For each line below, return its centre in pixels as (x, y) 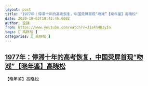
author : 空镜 (17, 23)
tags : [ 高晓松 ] (21, 32)
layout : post (18, 9)
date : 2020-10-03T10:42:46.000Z (37, 18)
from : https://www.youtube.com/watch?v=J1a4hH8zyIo (58, 28)
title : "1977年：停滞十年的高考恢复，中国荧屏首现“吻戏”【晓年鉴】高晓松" (72, 14)
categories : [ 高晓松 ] (28, 37)
